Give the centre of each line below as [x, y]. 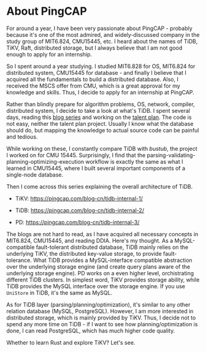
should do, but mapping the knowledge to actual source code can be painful [103, 130]
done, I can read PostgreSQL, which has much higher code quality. [91, 331]
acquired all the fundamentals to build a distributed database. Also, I [93, 79]
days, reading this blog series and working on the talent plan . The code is [99, 117]
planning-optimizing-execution [45, 161]
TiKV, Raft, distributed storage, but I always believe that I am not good [94, 48]
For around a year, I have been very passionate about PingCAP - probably [100, 28]
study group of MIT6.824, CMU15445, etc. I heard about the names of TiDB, [102, 41]
